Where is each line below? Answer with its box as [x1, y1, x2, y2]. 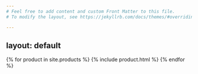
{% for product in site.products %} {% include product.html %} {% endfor [6, 56, 186, 63]
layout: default [6, 40, 61, 50]
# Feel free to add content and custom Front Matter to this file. [6, 8, 176, 15]
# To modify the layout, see [6, 14, 78, 20]
